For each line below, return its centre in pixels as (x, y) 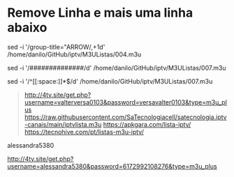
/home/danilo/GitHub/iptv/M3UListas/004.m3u (74, 54)
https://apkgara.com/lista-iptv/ (147, 124)
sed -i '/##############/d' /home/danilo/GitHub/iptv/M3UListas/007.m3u (117, 68)
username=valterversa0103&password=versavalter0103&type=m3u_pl (125, 102)
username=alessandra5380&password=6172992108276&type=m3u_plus (112, 166)
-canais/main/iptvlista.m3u (63, 124)
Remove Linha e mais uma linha (100, 13)
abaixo (27, 28)
